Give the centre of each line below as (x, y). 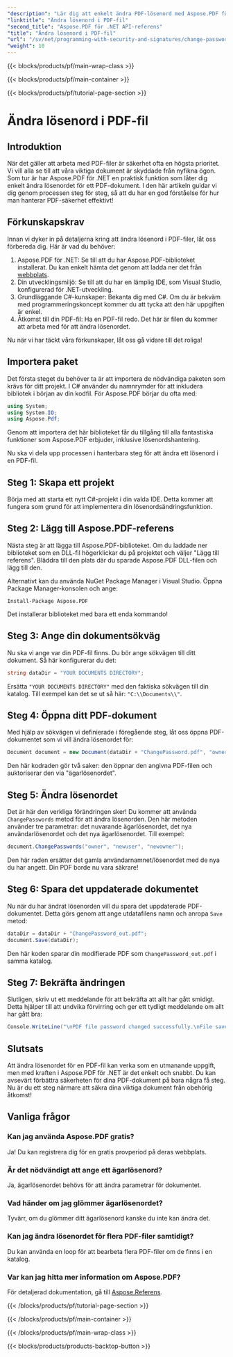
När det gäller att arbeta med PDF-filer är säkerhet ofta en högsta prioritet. (114, 163)
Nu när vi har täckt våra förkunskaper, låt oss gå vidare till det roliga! (105, 340)
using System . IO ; (32, 413)
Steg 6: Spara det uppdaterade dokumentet (103, 889)
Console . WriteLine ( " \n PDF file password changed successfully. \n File (110, 1027)
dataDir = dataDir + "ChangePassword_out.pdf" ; (77, 934)
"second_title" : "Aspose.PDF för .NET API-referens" (85, 26)
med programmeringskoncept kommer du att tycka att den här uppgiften (121, 304)
